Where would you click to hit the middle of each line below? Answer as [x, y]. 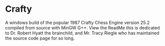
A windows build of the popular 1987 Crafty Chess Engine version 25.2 [78, 23]
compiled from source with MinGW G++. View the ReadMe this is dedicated [82, 27]
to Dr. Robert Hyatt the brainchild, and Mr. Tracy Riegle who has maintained [82, 33]
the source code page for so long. [40, 38]
